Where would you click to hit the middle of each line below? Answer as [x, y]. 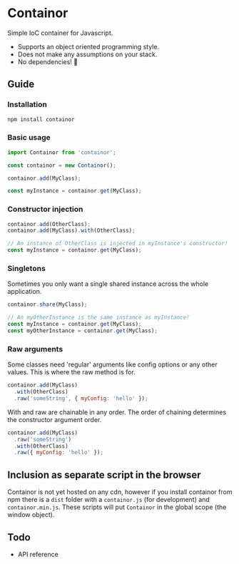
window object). [31, 515]
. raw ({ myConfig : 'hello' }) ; [59, 453]
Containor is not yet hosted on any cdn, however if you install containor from [120, 492]
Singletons [27, 269]
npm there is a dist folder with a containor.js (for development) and [109, 500]
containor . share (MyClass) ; [47, 304]
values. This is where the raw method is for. [71, 372]
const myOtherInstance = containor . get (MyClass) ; [83, 331]
